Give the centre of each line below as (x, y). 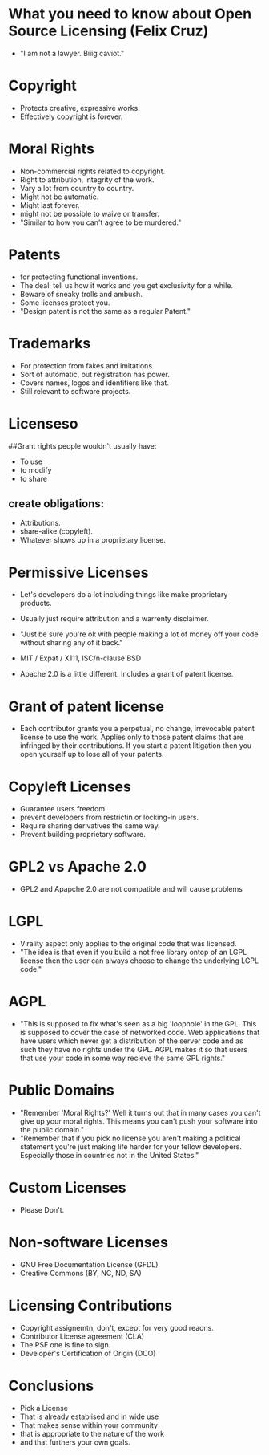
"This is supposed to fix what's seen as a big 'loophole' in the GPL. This (138, 1024)
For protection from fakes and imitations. (87, 365)
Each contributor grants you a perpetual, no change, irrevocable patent (137, 729)
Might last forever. (50, 205)
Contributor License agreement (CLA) (82, 1336)
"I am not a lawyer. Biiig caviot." (72, 53)
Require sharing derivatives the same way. (90, 826)
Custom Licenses (67, 1188)
